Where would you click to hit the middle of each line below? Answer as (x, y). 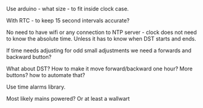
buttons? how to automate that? (46, 75)
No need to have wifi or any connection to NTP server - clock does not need (101, 32)
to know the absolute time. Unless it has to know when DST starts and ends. (101, 39)
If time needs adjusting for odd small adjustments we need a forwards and (99, 50)
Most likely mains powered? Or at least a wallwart (68, 99)
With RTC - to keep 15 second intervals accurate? (68, 20)
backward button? (29, 57)
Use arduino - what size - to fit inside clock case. (68, 9)
